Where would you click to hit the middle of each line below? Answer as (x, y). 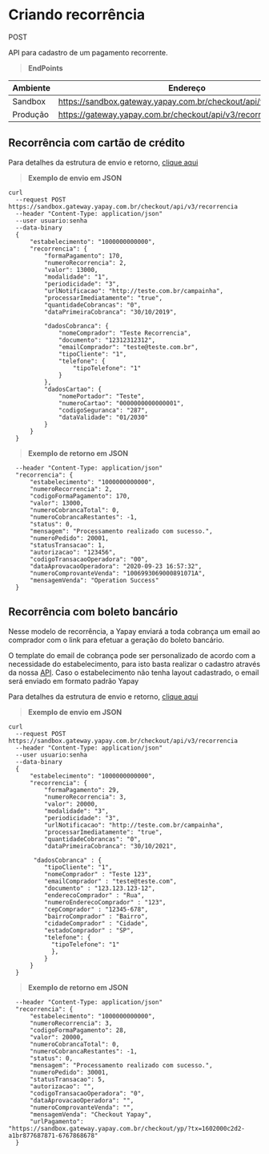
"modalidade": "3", (76, 811)
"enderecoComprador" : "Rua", (94, 895)
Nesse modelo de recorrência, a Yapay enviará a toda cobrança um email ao (134, 631)
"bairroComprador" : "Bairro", (96, 916)
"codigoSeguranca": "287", (104, 410)
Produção (31, 114)
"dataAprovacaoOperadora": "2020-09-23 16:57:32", (116, 566)
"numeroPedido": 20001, (69, 538)
